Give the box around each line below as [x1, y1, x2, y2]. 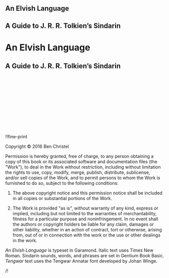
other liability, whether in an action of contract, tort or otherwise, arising [12, 226, 162, 232]
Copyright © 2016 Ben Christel [5, 143, 69, 149]
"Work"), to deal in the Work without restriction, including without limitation [5, 164, 161, 170]
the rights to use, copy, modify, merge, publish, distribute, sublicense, [5, 169, 150, 175]
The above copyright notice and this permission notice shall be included [12, 190, 163, 196]
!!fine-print [5, 133, 28, 139]
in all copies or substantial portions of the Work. [12, 195, 112, 201]
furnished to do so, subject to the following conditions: [5, 180, 119, 186]
